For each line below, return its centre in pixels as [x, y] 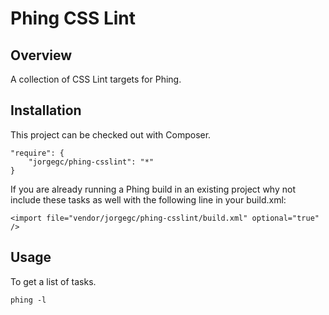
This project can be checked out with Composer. [111, 134]
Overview [41, 55]
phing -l [28, 300]
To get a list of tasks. [53, 281]
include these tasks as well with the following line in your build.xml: [148, 199]
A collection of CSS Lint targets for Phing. [96, 79]
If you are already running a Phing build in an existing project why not [153, 189]
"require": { [37, 153]
